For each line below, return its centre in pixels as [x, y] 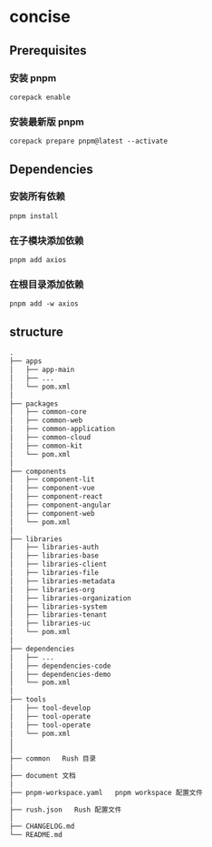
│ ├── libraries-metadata [63, 581]
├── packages [34, 403]
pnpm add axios [38, 260]
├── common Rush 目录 [53, 759]
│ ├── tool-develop [50, 708]
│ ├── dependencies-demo [60, 674]
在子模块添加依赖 [47, 240]
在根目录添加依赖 [47, 285]
